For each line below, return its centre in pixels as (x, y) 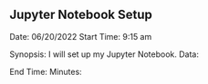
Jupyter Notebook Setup (81, 15)
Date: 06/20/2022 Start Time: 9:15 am (81, 36)
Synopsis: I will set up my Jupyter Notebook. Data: (104, 54)
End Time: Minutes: (46, 71)
